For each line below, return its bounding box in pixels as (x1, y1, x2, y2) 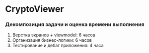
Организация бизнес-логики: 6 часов (12, 37, 92, 43)
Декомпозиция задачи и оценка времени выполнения (5, 21, 145, 28)
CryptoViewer (5, 3, 64, 15)
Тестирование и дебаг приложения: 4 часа (12, 43, 104, 49)
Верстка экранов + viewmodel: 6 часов (12, 32, 95, 38)
